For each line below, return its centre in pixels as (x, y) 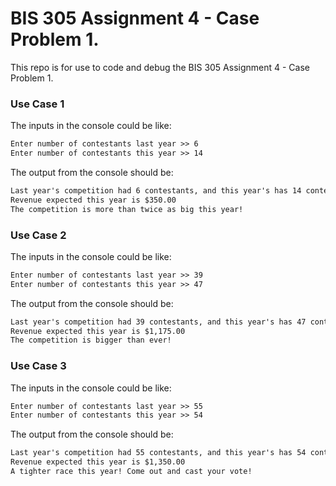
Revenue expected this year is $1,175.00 (98, 331)
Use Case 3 (38, 366)
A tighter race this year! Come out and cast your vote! (131, 472)
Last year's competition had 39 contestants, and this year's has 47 (158, 322)
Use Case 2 (38, 235)
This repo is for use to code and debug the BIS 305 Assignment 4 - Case (160, 67)
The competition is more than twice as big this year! (127, 209)
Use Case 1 (37, 104)
